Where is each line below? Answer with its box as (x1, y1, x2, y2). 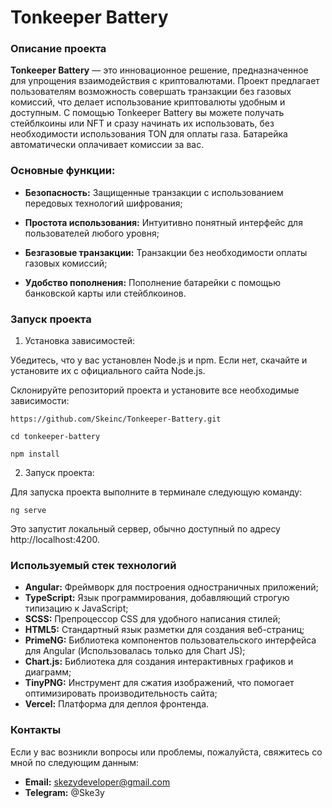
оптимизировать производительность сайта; (24, 687, 218, 700)
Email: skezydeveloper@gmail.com (24, 776, 171, 788)
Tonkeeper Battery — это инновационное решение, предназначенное (10, 64, 309, 76)
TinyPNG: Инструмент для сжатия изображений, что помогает (24, 677, 295, 689)
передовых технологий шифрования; (24, 197, 183, 209)
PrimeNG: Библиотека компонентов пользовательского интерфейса (24, 634, 317, 646)
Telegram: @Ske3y (24, 786, 105, 798)
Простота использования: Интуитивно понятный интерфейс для (24, 216, 303, 228)
